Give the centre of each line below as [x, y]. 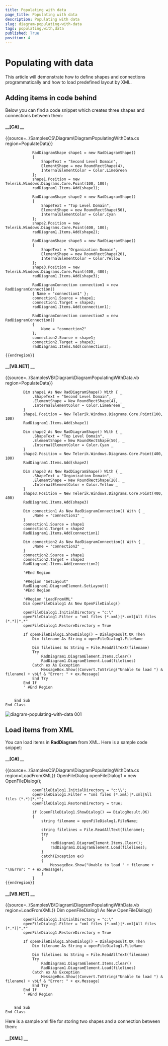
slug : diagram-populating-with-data [44, 24]
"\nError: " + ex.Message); [35, 870]
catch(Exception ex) [63, 856]
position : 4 [18, 38]
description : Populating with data [43, 19]
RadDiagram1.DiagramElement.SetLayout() [66, 586]
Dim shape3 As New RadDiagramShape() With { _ [73, 472]
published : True [22, 33]
